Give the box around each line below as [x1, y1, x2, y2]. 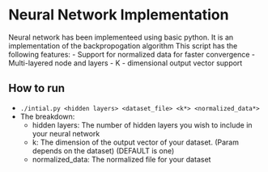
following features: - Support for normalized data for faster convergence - [8, 49, 255, 59]
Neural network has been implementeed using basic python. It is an [8, 32, 234, 42]
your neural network [32, 128, 100, 138]
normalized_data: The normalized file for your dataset [32, 154, 211, 164]
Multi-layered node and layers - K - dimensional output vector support [8, 58, 243, 68]
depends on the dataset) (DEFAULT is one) [32, 145, 175, 155]
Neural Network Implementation [8, 6, 229, 24]
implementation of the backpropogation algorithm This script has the [8, 40, 238, 50]
